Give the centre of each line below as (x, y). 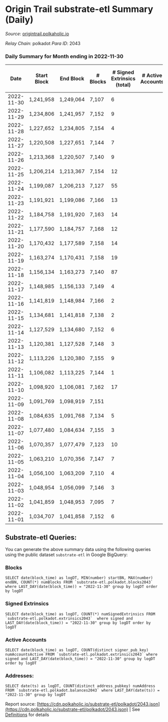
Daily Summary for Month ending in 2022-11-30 (64, 56)
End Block (72, 78)
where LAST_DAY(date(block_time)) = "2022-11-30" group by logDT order (81, 587)
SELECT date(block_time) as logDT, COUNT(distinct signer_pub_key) (77, 650)
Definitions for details (27, 715)
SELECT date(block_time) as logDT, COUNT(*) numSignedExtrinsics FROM (80, 614)
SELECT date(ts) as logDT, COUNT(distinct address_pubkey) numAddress (80, 686)
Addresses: (19, 675)
